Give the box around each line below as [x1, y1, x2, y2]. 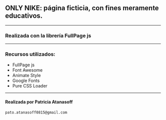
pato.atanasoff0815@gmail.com [5, 110, 68, 115]
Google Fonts [12, 78, 40, 83]
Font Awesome [12, 67, 43, 73]
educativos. [5, 12, 43, 20]
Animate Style [12, 73, 41, 79]
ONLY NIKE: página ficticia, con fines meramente [5, 4, 159, 12]
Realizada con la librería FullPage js [5, 32, 91, 39]
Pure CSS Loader [12, 83, 48, 89]
